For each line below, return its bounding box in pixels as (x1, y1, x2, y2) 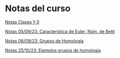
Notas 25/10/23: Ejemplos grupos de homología (5, 47, 101, 53)
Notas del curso (5, 3, 71, 14)
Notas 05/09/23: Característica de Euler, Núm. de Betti (5, 28, 115, 34)
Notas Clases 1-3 (5, 19, 40, 25)
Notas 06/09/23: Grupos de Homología (5, 38, 84, 44)
